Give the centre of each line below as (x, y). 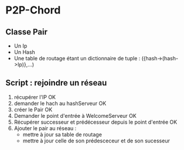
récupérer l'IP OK (35, 97)
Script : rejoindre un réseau (56, 83)
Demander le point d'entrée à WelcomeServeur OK (75, 115)
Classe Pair (27, 32)
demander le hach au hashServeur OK (60, 103)
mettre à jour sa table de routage (62, 134)
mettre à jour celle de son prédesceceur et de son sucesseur (96, 141)
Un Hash (25, 52)
